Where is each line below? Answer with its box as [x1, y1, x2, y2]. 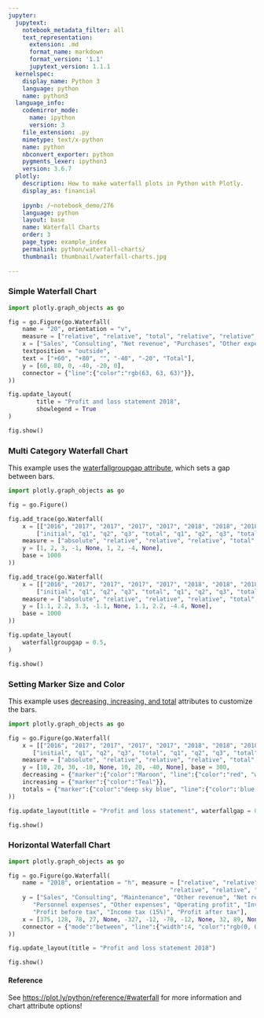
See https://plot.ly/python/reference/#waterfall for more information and [8, 993, 242, 1002]
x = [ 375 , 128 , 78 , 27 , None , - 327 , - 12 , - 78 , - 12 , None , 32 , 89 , [22, 915, 244, 924]
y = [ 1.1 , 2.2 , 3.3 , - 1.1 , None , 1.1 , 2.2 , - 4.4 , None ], [22, 602, 213, 610]
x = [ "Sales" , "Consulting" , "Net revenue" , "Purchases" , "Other [22, 340, 241, 348]
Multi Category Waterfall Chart [8, 445, 128, 456]
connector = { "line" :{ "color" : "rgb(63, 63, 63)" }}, [22, 369, 195, 377]
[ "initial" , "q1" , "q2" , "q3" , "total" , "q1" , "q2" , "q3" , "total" [32, 748, 258, 757]
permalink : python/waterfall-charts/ [22, 245, 146, 253]
